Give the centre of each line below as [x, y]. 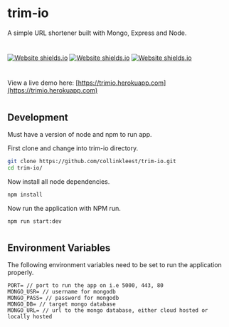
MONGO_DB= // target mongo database [62, 304]
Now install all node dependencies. [59, 181]
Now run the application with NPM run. [64, 208]
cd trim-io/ [25, 168]
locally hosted [30, 317]
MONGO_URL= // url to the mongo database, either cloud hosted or [108, 311]
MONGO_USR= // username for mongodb [62, 292]
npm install [25, 194]
